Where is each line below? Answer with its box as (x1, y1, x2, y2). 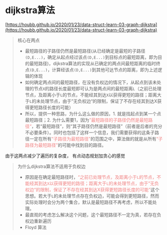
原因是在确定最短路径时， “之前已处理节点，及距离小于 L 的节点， (25, 174, 157, 180)
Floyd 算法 (25, 224, 47, 230)
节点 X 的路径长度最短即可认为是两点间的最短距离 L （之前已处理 (34, 85, 161, 91)
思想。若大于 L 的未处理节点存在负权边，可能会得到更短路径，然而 (25, 193, 159, 199)
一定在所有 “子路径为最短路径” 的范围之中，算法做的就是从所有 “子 (29, 136, 163, 142)
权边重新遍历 (25, 218, 52, 224)
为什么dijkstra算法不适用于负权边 (17, 163, 86, 169)
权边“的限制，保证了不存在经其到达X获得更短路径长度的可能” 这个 (25, 186, 159, 192)
